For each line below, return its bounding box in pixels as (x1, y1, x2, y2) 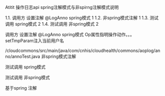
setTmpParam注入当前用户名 (5, 38, 64, 44)
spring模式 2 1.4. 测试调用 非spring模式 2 (14, 21, 99, 27)
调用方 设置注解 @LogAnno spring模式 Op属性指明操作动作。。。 (5, 32, 135, 37)
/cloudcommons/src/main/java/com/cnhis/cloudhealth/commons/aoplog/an (5, 48, 161, 53)
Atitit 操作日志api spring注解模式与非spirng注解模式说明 (5, 4, 119, 10)
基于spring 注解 (5, 85, 37, 91)
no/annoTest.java (5, 53, 41, 59)
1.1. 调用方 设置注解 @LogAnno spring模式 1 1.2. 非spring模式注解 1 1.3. (5, 15, 149, 21)
